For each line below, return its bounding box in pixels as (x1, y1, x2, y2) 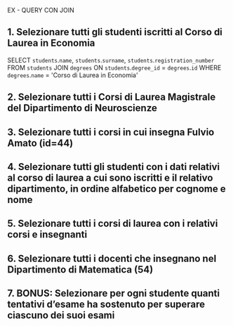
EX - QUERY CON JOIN (7, 6, 75, 14)
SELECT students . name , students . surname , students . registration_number (7, 56, 215, 64)
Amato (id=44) (7, 137, 74, 149)
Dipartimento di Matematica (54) (7, 263, 154, 275)
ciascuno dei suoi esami (7, 309, 115, 322)
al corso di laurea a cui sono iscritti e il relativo (7, 171, 213, 183)
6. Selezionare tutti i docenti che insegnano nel (7, 252, 217, 264)
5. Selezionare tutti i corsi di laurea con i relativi (7, 218, 218, 230)
